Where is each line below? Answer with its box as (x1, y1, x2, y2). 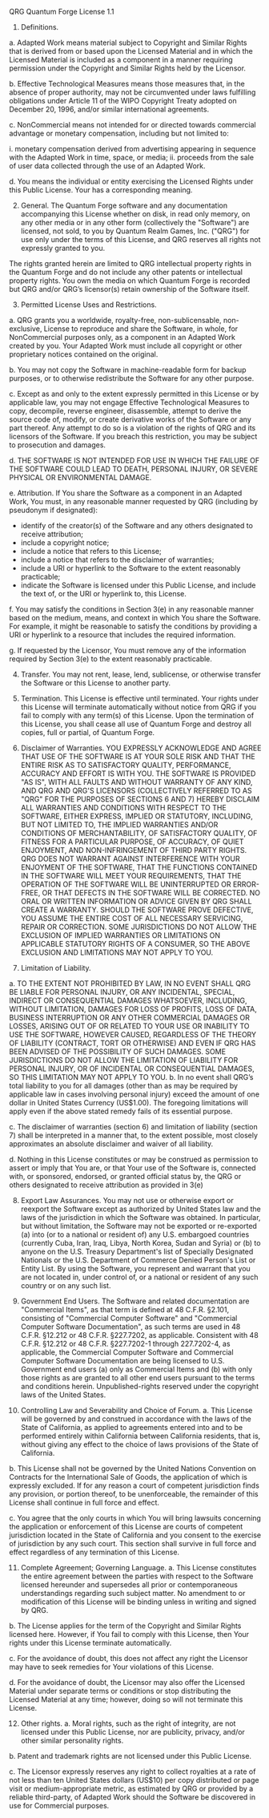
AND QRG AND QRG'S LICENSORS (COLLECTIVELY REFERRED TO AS (20, 786, 252, 795)
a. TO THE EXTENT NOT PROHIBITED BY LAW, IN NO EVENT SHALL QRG (9, 979, 251, 988)
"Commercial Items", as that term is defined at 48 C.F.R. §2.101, (20, 1305, 230, 1314)
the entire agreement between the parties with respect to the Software (20, 1571, 254, 1581)
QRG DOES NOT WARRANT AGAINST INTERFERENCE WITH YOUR (20, 854, 240, 863)
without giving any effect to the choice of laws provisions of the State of (20, 1440, 259, 1449)
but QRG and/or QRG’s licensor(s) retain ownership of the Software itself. (9, 285, 250, 293)
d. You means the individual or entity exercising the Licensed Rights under (9, 176, 254, 186)
